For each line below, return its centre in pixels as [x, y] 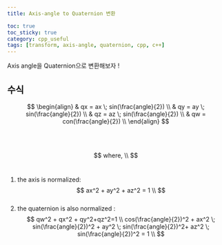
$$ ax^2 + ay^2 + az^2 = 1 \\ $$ [121, 190]
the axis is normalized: [49, 179]
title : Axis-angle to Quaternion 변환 [61, 13]
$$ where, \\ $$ [116, 155]
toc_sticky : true [32, 32]
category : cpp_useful [38, 39]
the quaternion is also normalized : [66, 208]
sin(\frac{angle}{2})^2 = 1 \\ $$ [121, 234]
